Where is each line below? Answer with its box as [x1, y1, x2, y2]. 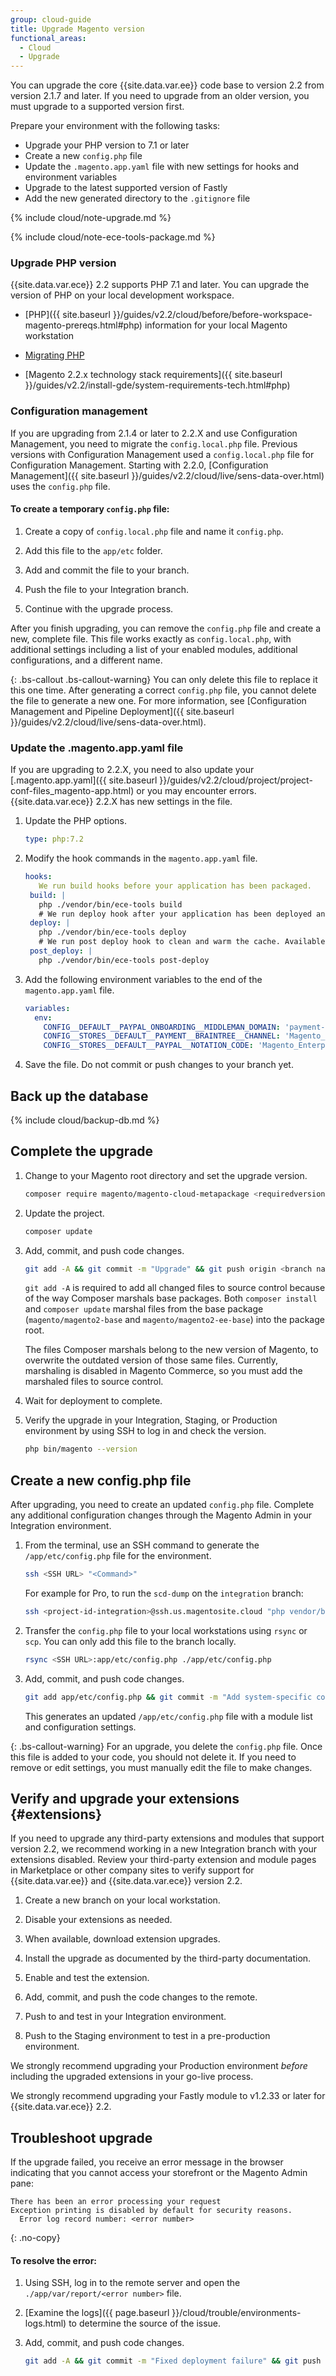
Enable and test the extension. [24, 1972, 150, 1984]
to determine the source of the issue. [68, 2317, 222, 2330]
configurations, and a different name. [10, 654, 163, 666]
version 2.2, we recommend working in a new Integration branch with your [10, 1843, 318, 1855]
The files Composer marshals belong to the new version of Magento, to [24, 1344, 319, 1356]
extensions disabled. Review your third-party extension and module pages [10, 1854, 317, 1866]
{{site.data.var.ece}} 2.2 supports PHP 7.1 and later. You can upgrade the [10, 279, 310, 291]
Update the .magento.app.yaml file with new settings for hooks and [24, 161, 300, 173]
